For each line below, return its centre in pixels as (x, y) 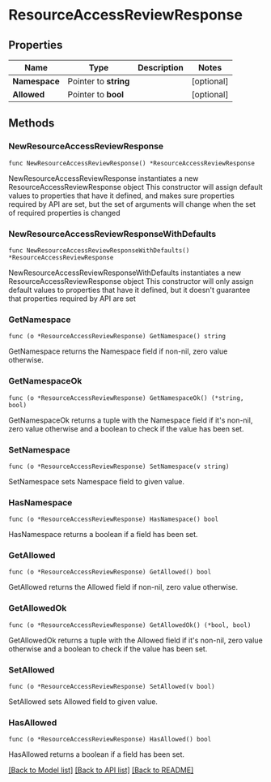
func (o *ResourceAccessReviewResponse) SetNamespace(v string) (119, 466)
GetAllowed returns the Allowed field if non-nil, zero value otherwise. (123, 587)
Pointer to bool (95, 95)
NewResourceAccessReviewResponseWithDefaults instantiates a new (125, 273)
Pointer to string (99, 81)
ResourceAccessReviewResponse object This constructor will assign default (135, 187)
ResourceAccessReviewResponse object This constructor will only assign (131, 281)
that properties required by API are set (72, 299)
